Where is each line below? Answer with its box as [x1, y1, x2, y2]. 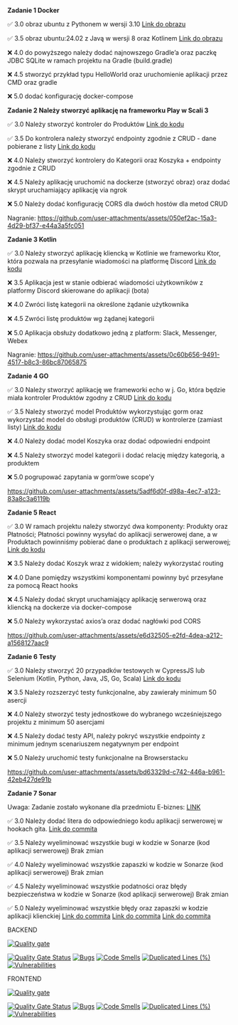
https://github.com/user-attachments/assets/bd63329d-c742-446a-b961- [7, 768, 226, 776]
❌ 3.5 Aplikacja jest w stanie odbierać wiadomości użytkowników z [7, 278, 204, 287]
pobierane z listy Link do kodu [7, 142, 96, 150]
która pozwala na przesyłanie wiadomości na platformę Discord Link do [7, 257, 217, 266]
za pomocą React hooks [7, 582, 78, 589]
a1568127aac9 [7, 638, 49, 647]
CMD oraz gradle [7, 78, 58, 86]
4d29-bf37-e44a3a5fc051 [7, 221, 85, 230]
